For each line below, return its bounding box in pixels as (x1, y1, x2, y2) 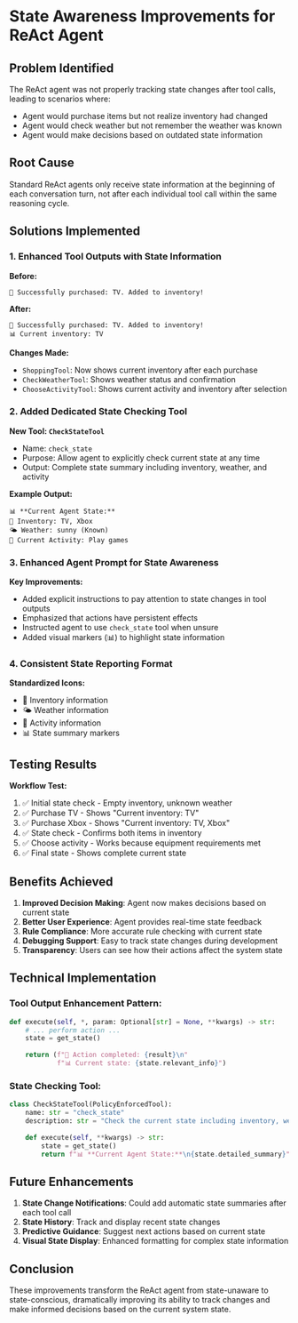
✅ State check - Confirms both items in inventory (21, 828, 202, 838)
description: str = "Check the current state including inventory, (25, 1117, 279, 1126)
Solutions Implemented (9, 224, 140, 239)
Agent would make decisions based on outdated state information (21, 130, 263, 140)
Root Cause (9, 156, 75, 171)
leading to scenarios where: (9, 93, 111, 104)
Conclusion (9, 1261, 74, 1277)
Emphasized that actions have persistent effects (21, 613, 198, 623)
